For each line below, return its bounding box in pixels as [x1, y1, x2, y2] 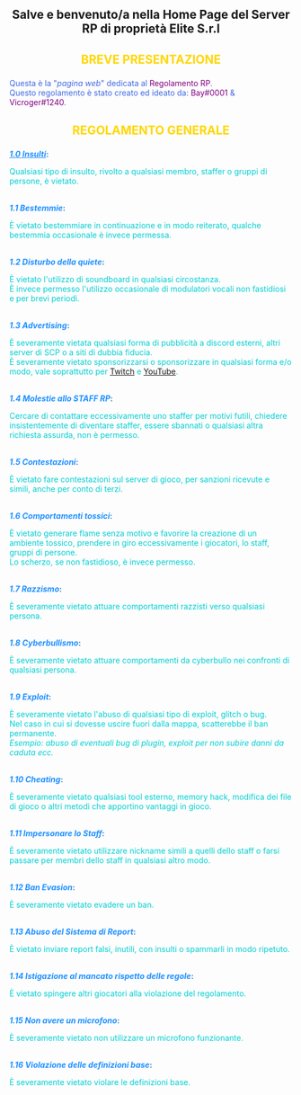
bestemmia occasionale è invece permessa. [9, 229, 173, 241]
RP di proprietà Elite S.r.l [82, 22, 220, 37]
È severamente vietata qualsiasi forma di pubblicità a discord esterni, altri [9, 337, 281, 349]
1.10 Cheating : [9, 774, 64, 785]
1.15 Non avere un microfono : [9, 1015, 120, 1026]
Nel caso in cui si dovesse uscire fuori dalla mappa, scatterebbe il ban [9, 718, 269, 729]
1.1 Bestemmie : [9, 202, 66, 214]
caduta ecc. [9, 747, 54, 758]
